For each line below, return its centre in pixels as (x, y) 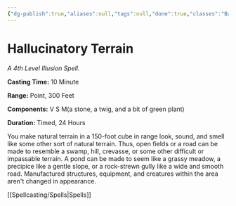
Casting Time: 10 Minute (43, 82)
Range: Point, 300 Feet (41, 95)
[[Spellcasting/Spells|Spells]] (49, 195)
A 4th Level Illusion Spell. (44, 68)
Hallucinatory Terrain (71, 48)
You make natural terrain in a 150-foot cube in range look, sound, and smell (116, 136)
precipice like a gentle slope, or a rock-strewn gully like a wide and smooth (116, 166)
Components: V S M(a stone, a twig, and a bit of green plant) (96, 109)
